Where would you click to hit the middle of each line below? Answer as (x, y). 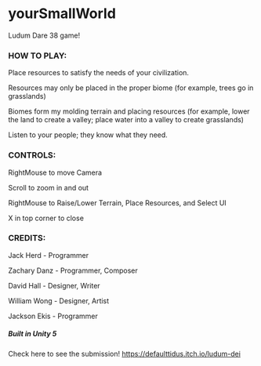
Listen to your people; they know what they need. (88, 135)
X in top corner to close (46, 218)
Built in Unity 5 (33, 334)
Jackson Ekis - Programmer (53, 316)
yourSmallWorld (62, 14)
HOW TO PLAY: (38, 56)
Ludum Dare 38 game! (44, 35)
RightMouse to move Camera (55, 172)
